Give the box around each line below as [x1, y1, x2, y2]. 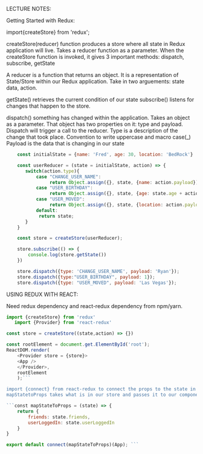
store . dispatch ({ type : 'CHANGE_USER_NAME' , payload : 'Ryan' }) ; [17, 268, 180, 274]
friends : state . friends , [28, 414, 91, 420]
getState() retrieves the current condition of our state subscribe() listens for [6, 96, 195, 103]
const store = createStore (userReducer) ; [17, 235, 123, 242]
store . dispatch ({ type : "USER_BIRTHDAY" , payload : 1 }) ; [17, 274, 155, 280]
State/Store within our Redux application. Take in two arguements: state [6, 78, 185, 85]
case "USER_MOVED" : [36, 196, 85, 202]
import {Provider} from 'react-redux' [14, 320, 112, 326]
